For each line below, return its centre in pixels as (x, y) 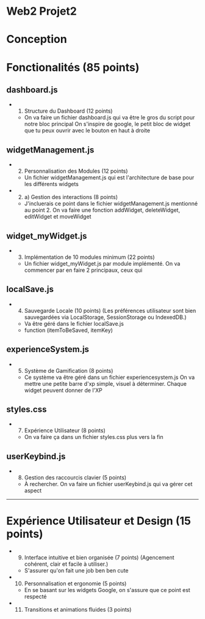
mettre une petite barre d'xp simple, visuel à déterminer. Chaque (106, 383)
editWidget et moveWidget (58, 217)
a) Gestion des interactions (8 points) (71, 197)
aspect (33, 490)
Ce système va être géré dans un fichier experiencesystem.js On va (110, 377)
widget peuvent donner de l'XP (63, 390)
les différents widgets (52, 184)
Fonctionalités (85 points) (73, 67)
